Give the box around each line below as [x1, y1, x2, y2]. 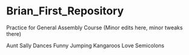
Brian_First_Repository [6, 4, 124, 18]
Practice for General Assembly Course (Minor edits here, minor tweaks [6, 24, 183, 31]
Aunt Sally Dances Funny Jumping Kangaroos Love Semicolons [6, 42, 165, 49]
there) [6, 30, 22, 37]
